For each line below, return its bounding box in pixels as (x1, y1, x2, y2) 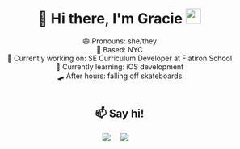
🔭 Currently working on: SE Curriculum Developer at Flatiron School (6, 53, 233, 63)
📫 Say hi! (95, 107, 145, 121)
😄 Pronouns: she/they (82, 36, 158, 46)
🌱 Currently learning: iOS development (55, 61, 184, 72)
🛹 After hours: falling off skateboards (57, 71, 183, 81)
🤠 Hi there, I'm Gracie (37, 10, 183, 28)
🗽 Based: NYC (95, 44, 144, 54)
